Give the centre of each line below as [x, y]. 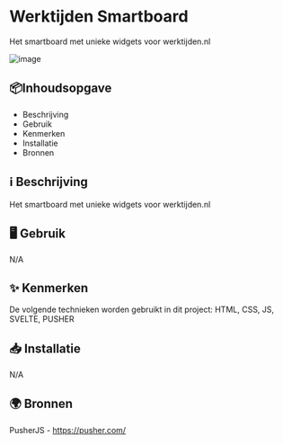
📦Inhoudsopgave [61, 89]
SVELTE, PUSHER [42, 319]
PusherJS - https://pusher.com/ [68, 430]
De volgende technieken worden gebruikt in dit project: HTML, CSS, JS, [142, 310]
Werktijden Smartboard [99, 17]
